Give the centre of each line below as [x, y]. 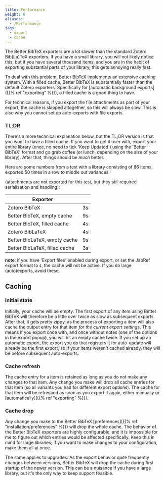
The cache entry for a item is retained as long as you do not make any [76, 377]
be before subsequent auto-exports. [42, 353]
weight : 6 [15, 14]
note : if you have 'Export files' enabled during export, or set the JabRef [78, 260]
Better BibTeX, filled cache [38, 224]
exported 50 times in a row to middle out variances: [58, 172]
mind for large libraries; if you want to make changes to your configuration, [81, 443]
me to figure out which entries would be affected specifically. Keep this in [80, 437]
